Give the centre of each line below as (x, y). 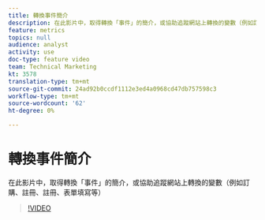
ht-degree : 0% (32, 111)
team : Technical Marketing (52, 67)
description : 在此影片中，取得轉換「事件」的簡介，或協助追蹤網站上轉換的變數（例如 (131, 23)
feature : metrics (37, 30)
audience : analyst (38, 45)
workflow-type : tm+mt (44, 96)
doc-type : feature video (49, 60)
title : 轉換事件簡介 (38, 15)
